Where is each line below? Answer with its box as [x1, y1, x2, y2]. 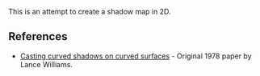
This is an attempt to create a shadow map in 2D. [8, 7, 171, 16]
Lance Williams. [19, 59, 73, 69]
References [8, 30, 68, 43]
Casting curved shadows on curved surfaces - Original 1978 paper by [19, 51, 252, 61]
